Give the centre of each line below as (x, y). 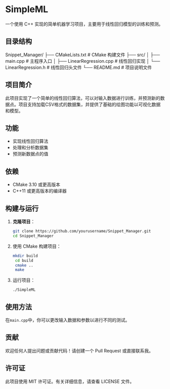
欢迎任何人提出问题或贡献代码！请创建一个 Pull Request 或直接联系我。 (79, 351)
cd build (24, 260)
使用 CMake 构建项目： (37, 246)
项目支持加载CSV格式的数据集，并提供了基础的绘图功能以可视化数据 (90, 104)
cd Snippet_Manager (33, 236)
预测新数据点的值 (30, 154)
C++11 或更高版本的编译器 (39, 191)
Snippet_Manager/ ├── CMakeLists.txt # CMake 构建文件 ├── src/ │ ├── (83, 55)
